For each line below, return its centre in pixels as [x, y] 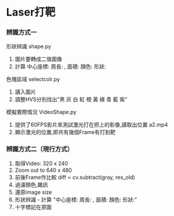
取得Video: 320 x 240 [41, 163]
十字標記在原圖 [33, 207]
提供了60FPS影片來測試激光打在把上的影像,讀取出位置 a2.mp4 [91, 125]
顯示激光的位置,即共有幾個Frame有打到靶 [65, 132]
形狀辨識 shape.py [29, 47]
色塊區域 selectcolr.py [33, 79]
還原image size [33, 192]
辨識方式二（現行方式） [40, 149]
